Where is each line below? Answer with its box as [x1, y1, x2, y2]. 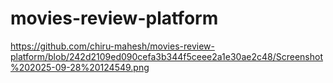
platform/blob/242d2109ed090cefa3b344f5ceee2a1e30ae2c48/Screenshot [10, 50, 323, 62]
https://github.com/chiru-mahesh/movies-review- [10, 40, 215, 52]
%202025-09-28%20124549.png [10, 61, 150, 73]
